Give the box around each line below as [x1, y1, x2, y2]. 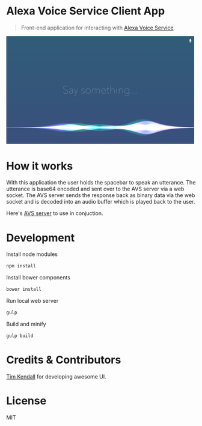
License [6, 394, 47, 408]
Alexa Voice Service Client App [6, 4, 165, 18]
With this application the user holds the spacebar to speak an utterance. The [6, 179, 196, 186]
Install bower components [6, 274, 71, 281]
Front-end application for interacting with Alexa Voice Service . [20, 24, 176, 31]
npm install [6, 263, 36, 269]
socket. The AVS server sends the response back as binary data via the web [6, 192, 195, 199]
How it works [6, 159, 73, 172]
